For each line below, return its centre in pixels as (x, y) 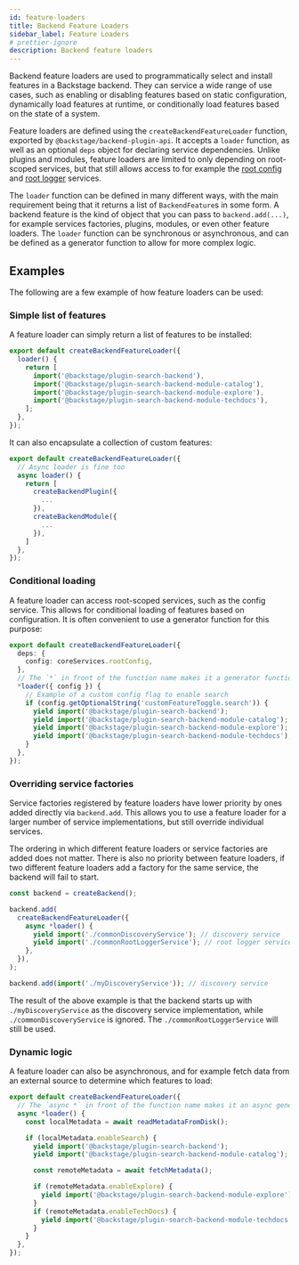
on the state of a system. (55, 114)
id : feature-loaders (48, 17)
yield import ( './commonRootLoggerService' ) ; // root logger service (162, 943)
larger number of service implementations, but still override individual (137, 822)
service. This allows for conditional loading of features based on (127, 610)
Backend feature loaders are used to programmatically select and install (141, 76)
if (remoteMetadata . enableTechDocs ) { (105, 1212)
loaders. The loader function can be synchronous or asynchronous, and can (149, 233)
